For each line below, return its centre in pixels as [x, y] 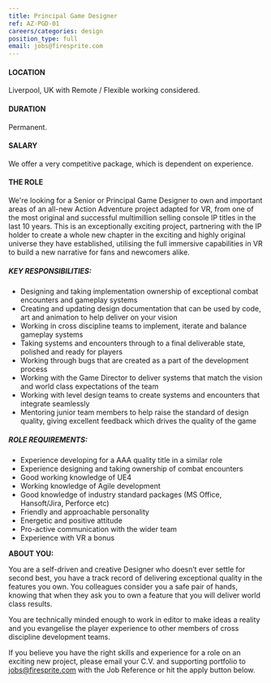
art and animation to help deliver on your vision [99, 317]
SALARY [23, 146]
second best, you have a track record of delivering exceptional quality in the [135, 577]
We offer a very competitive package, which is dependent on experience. [131, 163]
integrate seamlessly [55, 403]
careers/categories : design [56, 31]
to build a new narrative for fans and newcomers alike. [99, 252]
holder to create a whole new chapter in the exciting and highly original [127, 235]
